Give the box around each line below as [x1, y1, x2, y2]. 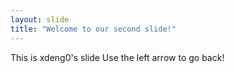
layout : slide [10, 14, 70, 25]
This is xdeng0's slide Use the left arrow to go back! [10, 51, 225, 63]
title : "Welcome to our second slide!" [10, 24, 177, 34]
